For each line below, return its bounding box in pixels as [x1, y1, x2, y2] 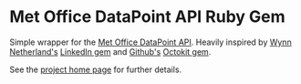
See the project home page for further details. [9, 64, 182, 75]
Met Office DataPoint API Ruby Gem [9, 6, 285, 27]
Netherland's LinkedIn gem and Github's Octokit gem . [9, 46, 212, 57]
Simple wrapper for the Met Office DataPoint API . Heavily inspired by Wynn [9, 37, 292, 47]
